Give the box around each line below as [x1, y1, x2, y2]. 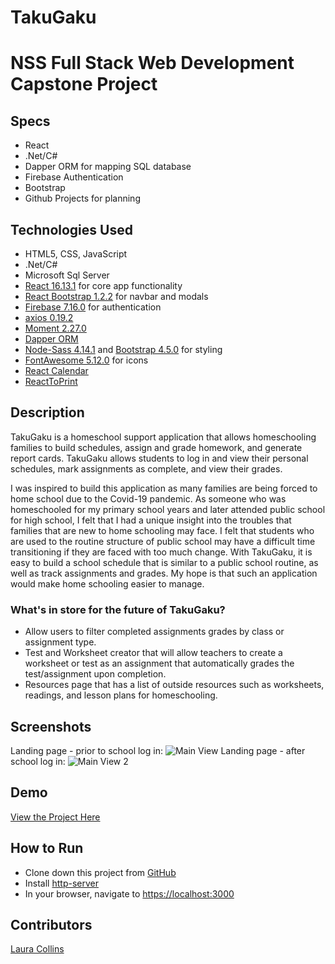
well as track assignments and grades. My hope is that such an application [10, 567, 318, 579]
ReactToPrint [24, 376, 78, 387]
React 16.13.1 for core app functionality [24, 280, 183, 291]
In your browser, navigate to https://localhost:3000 [24, 887, 235, 900]
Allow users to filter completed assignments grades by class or [24, 626, 285, 638]
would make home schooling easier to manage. [10, 577, 205, 590]
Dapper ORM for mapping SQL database [24, 161, 192, 173]
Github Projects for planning [24, 192, 141, 205]
